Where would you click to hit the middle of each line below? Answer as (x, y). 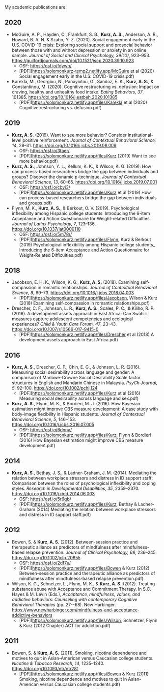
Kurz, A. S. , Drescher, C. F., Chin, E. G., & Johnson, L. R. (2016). (76, 367)
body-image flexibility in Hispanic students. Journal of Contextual (78, 414)
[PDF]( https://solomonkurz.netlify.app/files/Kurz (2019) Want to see (87, 156)
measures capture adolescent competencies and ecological (72, 319)
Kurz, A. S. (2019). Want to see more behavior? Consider (69, 135)
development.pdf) (37, 446)
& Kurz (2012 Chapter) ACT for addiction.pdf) (65, 625)
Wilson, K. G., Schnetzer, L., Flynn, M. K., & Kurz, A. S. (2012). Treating (83, 584)
